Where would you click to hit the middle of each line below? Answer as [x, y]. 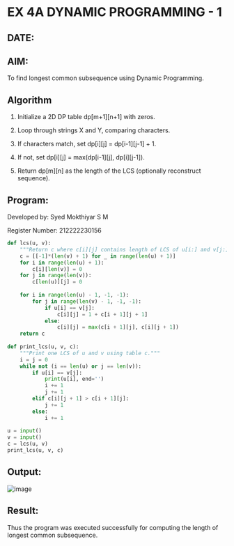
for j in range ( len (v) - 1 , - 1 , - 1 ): [87, 301]
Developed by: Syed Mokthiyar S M [58, 217]
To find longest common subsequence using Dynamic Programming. [106, 78]
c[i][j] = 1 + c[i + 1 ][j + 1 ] [102, 314]
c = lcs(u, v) [28, 444]
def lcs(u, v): [29, 243]
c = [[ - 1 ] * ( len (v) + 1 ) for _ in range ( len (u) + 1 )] [98, 256]
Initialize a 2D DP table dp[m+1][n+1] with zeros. [86, 117]
